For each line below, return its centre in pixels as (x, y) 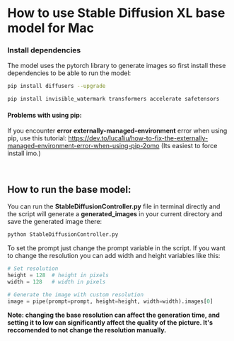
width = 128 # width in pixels (57, 281)
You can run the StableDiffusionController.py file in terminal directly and (114, 206)
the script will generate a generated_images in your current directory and (115, 214)
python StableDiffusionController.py (63, 235)
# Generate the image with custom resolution (75, 295)
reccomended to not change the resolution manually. (87, 330)
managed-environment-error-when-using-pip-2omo (83, 146)
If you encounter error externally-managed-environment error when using (117, 131)
